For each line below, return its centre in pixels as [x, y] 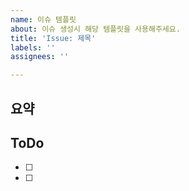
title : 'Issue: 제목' [53, 38]
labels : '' [33, 47]
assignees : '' [40, 57]
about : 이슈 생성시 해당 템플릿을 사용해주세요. [95, 29]
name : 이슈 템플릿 [43, 19]
